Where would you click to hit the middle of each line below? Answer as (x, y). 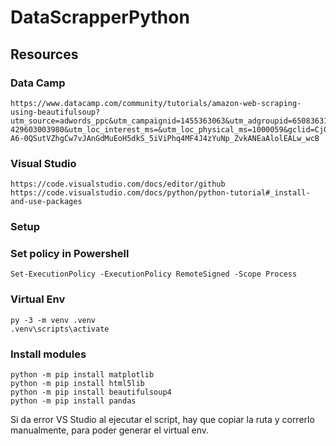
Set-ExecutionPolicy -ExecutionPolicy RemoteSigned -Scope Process (154, 274)
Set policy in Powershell (70, 254)
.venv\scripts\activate (60, 329)
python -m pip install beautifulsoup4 (91, 392)
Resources (44, 54)
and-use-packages (46, 202)
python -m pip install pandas (73, 401)
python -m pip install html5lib (77, 383)
